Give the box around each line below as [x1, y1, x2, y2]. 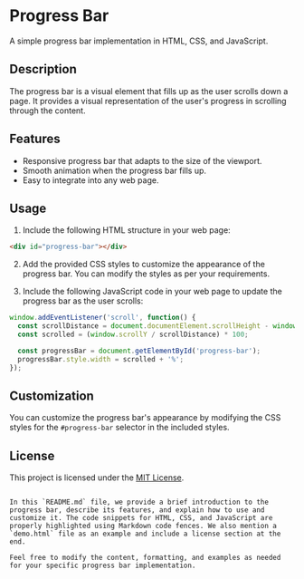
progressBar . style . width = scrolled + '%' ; [17, 354, 184, 363]
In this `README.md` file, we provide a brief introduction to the [9, 497, 270, 507]
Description [9, 62, 77, 77]
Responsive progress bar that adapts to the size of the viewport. [22, 155, 262, 166]
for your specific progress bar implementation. [9, 561, 196, 571]
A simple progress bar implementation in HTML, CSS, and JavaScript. [9, 35, 269, 46]
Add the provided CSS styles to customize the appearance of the [22, 259, 265, 270]
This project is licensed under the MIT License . [9, 472, 185, 483]
